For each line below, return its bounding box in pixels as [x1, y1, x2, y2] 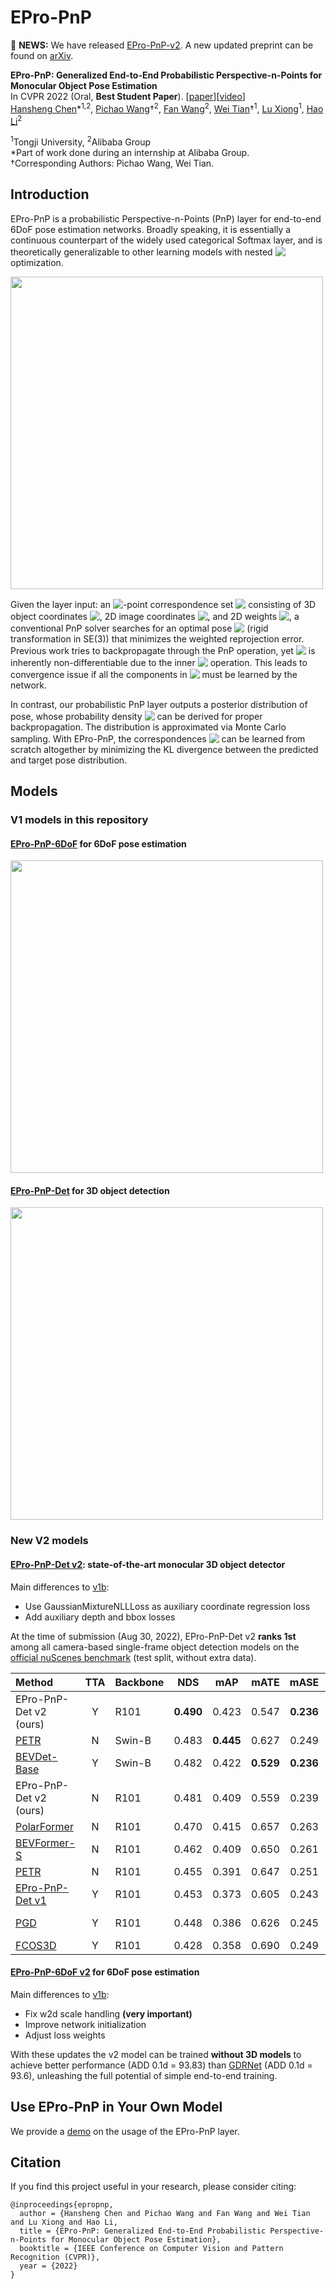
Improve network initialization [24, 2018, 147, 2030]
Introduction [10, 186, 90, 203]
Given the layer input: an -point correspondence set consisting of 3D [10, 598, 317, 610]
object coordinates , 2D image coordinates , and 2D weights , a [10, 610, 300, 622]
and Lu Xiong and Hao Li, [10, 2217, 118, 2228]
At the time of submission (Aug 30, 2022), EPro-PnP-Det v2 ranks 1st [10, 1630, 297, 1642]
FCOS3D [15, 1938, 57, 1952]
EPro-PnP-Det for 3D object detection [10, 1184, 170, 1196]
